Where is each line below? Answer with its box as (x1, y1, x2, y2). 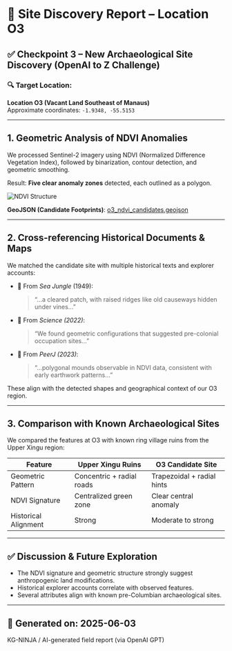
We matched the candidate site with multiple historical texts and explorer (7, 261, 214, 269)
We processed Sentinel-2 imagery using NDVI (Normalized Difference (7, 150, 206, 159)
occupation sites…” (34, 336, 90, 344)
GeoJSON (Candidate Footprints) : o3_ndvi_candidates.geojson (7, 205, 188, 213)
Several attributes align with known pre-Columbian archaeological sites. (17, 591, 222, 599)
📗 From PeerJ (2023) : (17, 350, 79, 358)
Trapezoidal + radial (151, 472, 216, 481)
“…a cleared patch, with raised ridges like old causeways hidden (34, 295, 217, 303)
